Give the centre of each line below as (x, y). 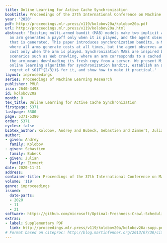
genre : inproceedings (28, 186)
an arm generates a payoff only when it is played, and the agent (80, 38)
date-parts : (22, 195)
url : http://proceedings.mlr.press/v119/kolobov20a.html (65, 28)
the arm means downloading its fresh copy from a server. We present (83, 61)
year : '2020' (19, 19)
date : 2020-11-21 (23, 168)
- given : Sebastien (25, 149)
